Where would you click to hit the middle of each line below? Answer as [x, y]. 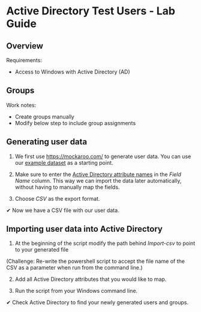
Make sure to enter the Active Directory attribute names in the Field [98, 174]
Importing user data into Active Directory [85, 229]
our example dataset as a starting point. [64, 162]
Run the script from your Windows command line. [76, 291]
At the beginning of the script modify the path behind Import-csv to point [105, 243]
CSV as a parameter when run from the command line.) [74, 268]
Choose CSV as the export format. [57, 198]
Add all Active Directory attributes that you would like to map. [91, 279]
